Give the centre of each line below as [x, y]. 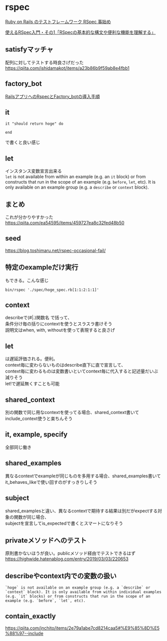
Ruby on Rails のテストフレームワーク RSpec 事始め [58, 21]
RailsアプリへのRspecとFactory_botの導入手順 [53, 96]
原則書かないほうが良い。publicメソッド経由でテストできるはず [70, 553]
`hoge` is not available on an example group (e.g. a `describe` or [78, 588]
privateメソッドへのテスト [46, 540]
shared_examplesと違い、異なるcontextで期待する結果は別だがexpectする [82, 511]
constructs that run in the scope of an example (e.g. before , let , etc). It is [81, 182]
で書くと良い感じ [23, 142]
